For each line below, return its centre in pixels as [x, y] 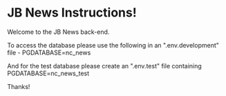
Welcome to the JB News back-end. [58, 32]
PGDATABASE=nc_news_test [48, 73]
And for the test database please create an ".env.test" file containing [104, 66]
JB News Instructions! [72, 13]
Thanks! [19, 86]
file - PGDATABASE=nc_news [49, 52]
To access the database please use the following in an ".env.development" [113, 45]
